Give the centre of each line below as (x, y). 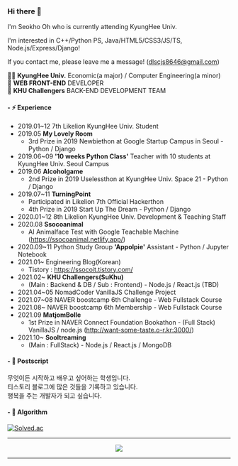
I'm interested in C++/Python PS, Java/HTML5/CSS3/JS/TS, (95, 40)
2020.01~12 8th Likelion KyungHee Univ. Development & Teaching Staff (122, 217)
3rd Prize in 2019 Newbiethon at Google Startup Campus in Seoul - (126, 141)
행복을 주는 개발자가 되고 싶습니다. (55, 395)
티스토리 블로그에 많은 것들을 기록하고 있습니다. (73, 386)
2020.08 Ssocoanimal (50, 224)
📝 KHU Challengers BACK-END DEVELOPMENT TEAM (87, 91)
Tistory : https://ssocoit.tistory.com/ (80, 269)
